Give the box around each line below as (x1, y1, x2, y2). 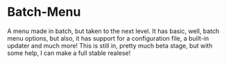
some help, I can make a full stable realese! (7, 49, 131, 57)
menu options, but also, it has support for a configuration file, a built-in (7, 34, 209, 42)
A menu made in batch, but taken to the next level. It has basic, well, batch (7, 27, 220, 35)
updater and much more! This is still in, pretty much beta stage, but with (7, 41, 213, 50)
